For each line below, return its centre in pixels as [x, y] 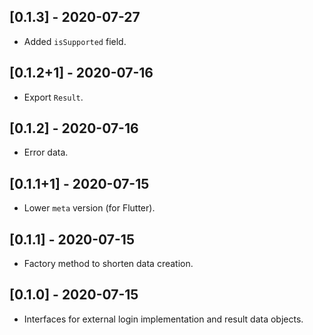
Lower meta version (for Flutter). [89, 208]
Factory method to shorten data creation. [108, 264]
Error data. [46, 152]
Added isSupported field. [75, 41]
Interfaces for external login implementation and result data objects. [163, 319]
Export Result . [53, 97]
